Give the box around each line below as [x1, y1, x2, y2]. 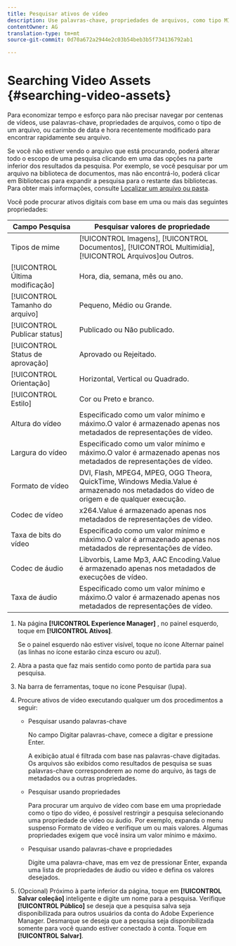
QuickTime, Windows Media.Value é [79, 477, 198, 486]
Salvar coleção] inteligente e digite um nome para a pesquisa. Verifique [17, 894, 226, 902]
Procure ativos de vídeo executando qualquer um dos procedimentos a [17, 696, 223, 705]
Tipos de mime [11, 243, 60, 253]
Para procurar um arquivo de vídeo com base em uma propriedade [27, 801, 221, 810]
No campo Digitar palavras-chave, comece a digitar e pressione [27, 731, 214, 739]
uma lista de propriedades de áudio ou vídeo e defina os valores [27, 866, 214, 874]
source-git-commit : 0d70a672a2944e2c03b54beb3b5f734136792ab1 [7, 36, 193, 44]
